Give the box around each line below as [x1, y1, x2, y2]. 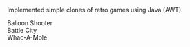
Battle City [7, 27, 37, 34]
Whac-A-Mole [7, 33, 48, 42]
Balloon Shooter [7, 19, 53, 27]
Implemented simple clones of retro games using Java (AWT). [7, 6, 183, 14]
